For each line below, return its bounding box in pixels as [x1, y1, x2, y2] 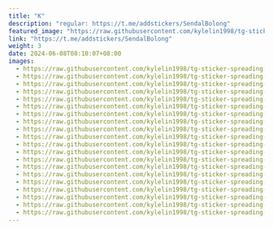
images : [8, 58, 35, 66]
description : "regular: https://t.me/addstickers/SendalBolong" [8, 19, 231, 28]
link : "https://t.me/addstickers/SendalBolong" [8, 34, 173, 43]
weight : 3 [8, 42, 42, 50]
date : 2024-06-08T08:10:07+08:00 [8, 50, 122, 58]
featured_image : [8, 27, 63, 35]
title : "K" [8, 11, 45, 20]
